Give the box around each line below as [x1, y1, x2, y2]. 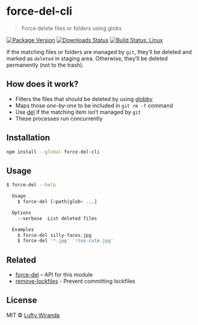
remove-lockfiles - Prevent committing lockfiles [15, 277, 135, 285]
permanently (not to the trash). [6, 61, 84, 69]
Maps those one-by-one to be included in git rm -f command [15, 102, 173, 109]
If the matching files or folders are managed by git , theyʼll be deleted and [6, 48, 192, 56]
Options [12, 209, 32, 215]
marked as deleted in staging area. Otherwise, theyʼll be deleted [6, 54, 168, 62]
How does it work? [6, 79, 79, 89]
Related [6, 255, 37, 265]
